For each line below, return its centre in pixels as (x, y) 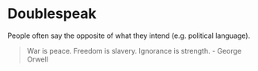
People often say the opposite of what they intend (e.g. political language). (129, 35)
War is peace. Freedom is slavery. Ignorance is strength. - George (134, 50)
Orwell (38, 59)
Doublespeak (52, 14)
